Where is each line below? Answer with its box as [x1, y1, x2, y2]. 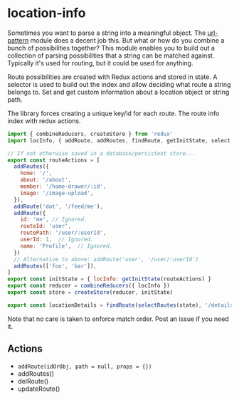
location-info [7, 5, 87, 21]
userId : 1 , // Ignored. [20, 236, 94, 243]
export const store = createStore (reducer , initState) [7, 289, 174, 296]
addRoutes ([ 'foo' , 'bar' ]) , [14, 262, 97, 270]
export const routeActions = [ [7, 157, 100, 164]
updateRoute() [17, 384, 60, 393]
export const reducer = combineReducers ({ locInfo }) [7, 283, 171, 290]
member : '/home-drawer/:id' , [20, 183, 107, 190]
